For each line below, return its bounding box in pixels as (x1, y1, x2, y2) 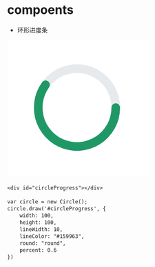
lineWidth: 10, (19, 225, 63, 233)
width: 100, (19, 212, 54, 219)
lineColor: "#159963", (19, 232, 85, 240)
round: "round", (19, 239, 67, 247)
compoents (7, 2, 74, 18)
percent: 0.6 (19, 246, 57, 254)
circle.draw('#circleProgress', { (7, 205, 107, 212)
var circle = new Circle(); (7, 198, 88, 205)
